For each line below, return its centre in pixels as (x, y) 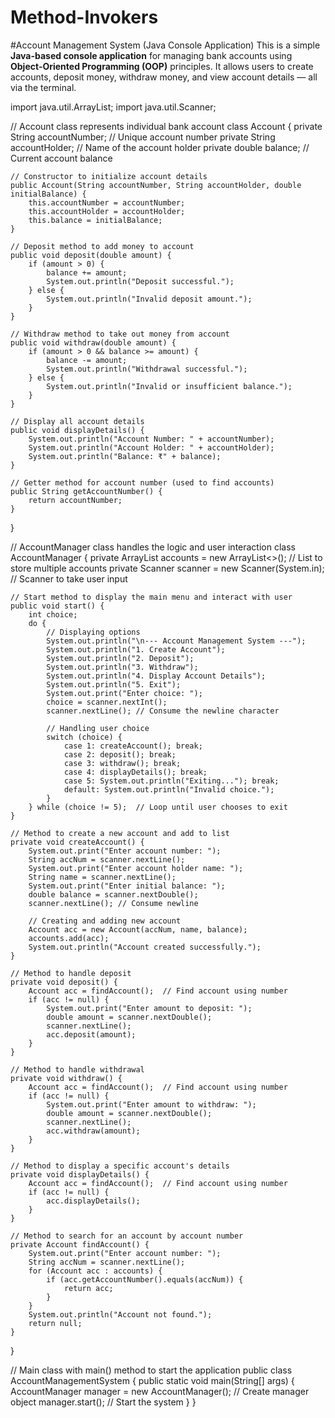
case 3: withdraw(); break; (122, 763)
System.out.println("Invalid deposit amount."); (149, 299)
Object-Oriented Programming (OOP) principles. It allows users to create (162, 66)
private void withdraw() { (66, 1078)
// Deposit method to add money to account (102, 246)
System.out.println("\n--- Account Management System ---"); (176, 641)
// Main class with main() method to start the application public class (151, 1370)
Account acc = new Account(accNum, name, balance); (138, 929)
